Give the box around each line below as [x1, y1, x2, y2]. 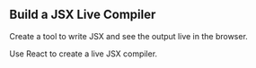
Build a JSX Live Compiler [9, 7, 156, 22]
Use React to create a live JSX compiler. [9, 48, 158, 59]
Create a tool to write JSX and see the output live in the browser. [9, 30, 249, 41]
